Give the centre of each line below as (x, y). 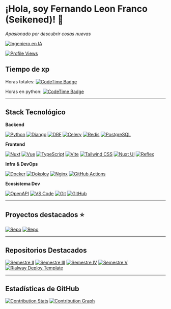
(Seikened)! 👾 (34, 20)
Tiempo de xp (27, 69)
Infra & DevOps (22, 164)
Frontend (15, 144)
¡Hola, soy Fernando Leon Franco (76, 9)
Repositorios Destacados (46, 250)
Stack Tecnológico (36, 112)
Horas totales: (20, 81)
